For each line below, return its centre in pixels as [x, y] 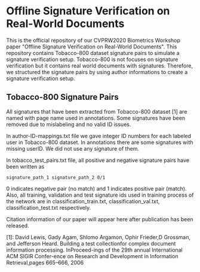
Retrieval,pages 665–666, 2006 [45, 262]
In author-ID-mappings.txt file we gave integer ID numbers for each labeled [99, 136]
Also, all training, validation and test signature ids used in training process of [100, 195]
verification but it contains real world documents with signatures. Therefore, [100, 65]
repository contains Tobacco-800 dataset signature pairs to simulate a [93, 53]
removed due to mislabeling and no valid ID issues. [69, 124]
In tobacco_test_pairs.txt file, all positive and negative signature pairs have [98, 160]
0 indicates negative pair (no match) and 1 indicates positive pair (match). [96, 188]
